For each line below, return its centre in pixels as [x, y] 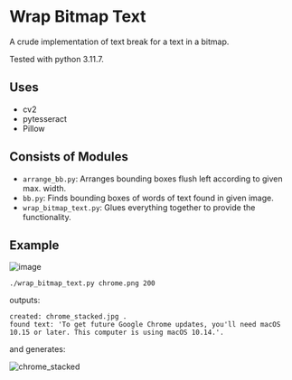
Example [34, 245]
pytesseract [45, 118]
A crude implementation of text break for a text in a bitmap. [119, 42]
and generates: [38, 349]
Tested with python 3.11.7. [57, 59]
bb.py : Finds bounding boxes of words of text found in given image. [148, 198]
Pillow [33, 128]
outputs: [25, 301]
